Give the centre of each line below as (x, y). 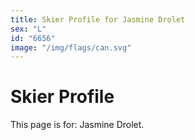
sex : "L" (28, 29)
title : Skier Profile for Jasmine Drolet (98, 19)
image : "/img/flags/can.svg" (71, 47)
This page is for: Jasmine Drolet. (77, 125)
